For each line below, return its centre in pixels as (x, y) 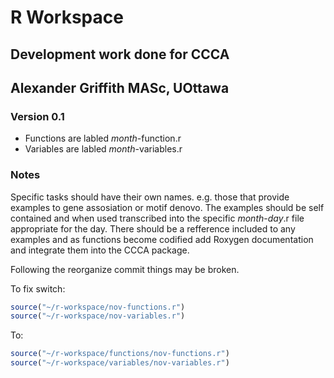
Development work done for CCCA (120, 54)
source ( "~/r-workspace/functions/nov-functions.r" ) (120, 354)
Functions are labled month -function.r (103, 138)
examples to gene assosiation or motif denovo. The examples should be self (167, 207)
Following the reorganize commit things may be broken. (125, 269)
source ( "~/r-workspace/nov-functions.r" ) (98, 307)
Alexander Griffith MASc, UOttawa (120, 87)
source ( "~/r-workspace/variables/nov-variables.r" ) (120, 363)
